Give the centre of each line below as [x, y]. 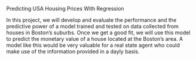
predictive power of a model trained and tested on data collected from [93, 26]
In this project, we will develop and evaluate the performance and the [91, 20]
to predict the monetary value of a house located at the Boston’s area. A [95, 39]
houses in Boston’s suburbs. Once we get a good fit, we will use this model [98, 33]
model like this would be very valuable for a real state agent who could [93, 45]
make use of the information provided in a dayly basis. [73, 52]
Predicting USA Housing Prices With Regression [65, 9]
